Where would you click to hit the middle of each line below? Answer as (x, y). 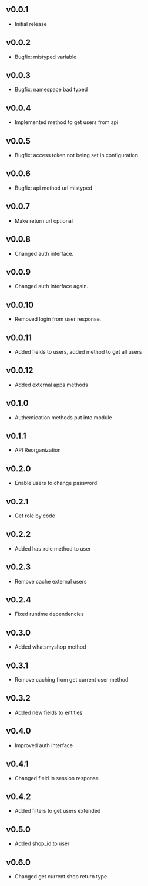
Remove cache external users (51, 581)
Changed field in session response (56, 778)
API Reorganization (38, 450)
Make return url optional (44, 220)
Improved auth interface (44, 745)
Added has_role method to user (53, 548)
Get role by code (35, 516)
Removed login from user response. (58, 319)
